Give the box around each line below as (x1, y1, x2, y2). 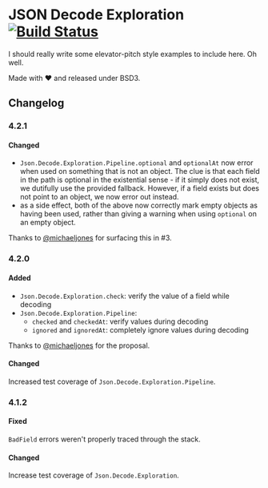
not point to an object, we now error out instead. (19, 192, 179, 202)
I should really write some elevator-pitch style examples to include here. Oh (8, 49, 258, 58)
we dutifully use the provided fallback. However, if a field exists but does (19, 184, 260, 193)
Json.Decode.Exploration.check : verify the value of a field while (19, 291, 230, 300)
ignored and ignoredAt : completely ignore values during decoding (31, 325, 250, 334)
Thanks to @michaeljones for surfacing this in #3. (8, 233, 172, 243)
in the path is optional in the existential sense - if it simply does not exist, (19, 175, 260, 185)
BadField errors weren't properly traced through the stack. (8, 434, 202, 444)
